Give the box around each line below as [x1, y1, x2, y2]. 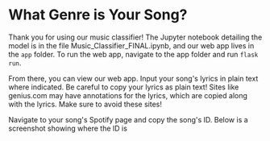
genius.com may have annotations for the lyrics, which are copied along [8, 90, 248, 100]
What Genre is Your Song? [8, 6, 188, 24]
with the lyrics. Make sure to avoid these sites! [8, 99, 163, 109]
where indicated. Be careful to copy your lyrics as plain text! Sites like [8, 82, 239, 92]
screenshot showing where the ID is [8, 123, 127, 133]
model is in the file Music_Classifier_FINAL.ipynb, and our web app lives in [8, 40, 255, 50]
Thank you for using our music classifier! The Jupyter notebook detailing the [8, 32, 263, 42]
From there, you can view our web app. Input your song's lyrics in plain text [8, 73, 259, 83]
